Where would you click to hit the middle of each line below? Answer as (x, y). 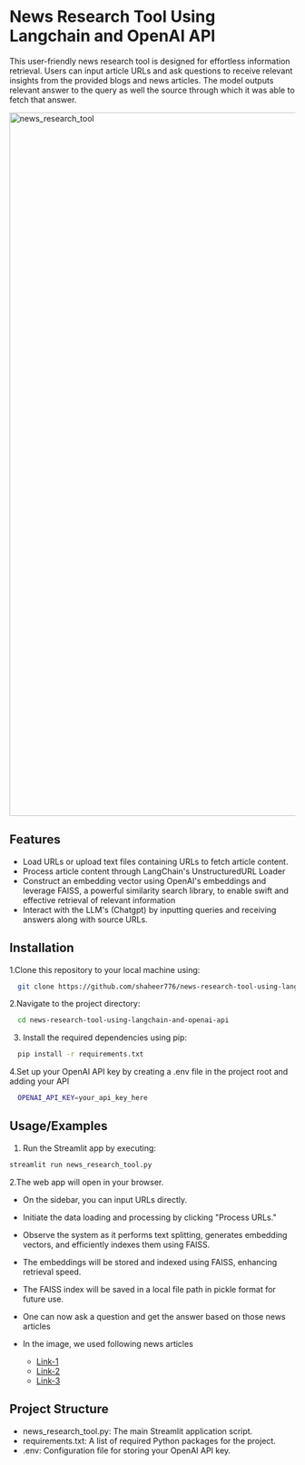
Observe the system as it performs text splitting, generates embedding (155, 1234)
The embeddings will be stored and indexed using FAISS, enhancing (150, 1262)
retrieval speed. (52, 1272)
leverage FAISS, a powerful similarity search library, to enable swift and (155, 890)
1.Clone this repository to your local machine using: (105, 969)
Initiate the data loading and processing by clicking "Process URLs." (149, 1217)
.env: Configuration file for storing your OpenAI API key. (127, 1450)
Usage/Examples (59, 1126)
